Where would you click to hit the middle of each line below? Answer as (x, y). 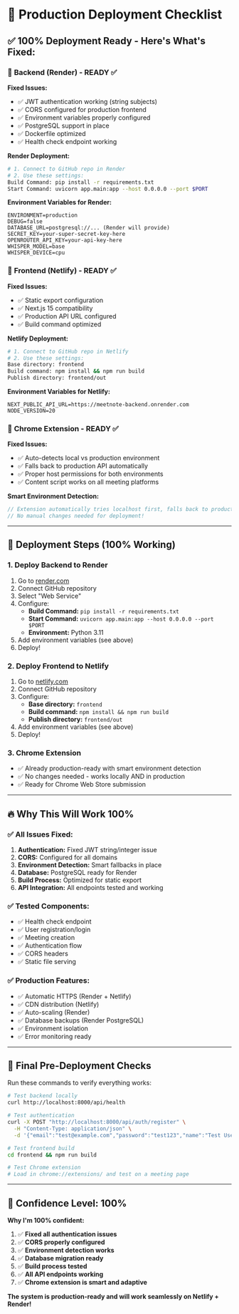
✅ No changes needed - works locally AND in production (101, 777)
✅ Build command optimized (59, 324)
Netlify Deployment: (38, 338)
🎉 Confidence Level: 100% (67, 1203)
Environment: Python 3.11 (66, 632)
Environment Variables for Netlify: (59, 392)
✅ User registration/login (54, 930)
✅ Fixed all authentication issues (67, 1234)
